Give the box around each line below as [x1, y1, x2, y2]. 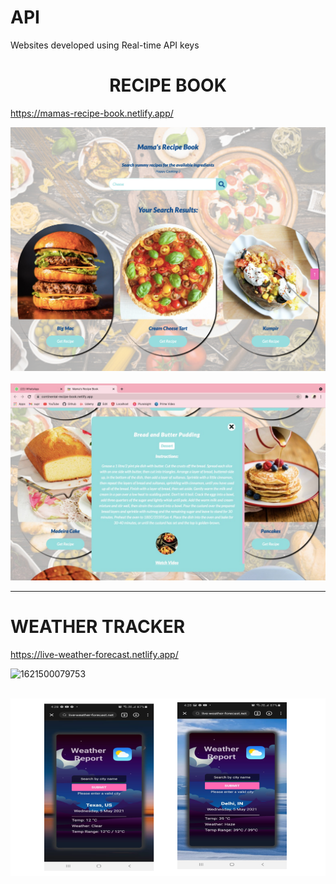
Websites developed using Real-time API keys [10, 39, 200, 51]
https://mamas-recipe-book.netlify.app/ [10, 107, 174, 119]
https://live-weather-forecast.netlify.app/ [10, 649, 179, 661]
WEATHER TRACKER [10, 616, 186, 638]
